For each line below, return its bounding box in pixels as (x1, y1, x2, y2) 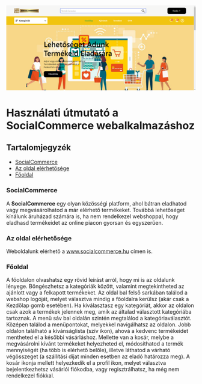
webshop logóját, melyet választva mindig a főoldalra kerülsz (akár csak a (6, 296, 189, 303)
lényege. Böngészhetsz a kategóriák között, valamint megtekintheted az (6, 282, 185, 290)
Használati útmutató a (6, 106, 119, 120)
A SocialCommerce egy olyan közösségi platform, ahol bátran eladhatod (6, 200, 187, 207)
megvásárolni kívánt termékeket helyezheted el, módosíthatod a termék (6, 340, 183, 347)
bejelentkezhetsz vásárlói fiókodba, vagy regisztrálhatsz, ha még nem (6, 366, 179, 373)
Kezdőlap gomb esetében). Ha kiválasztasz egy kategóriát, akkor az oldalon (6, 302, 194, 309)
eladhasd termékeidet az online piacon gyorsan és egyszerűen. (6, 219, 164, 226)
